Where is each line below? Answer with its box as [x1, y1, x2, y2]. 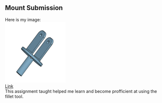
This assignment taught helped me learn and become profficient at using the [5, 88, 157, 94]
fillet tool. [5, 93, 24, 99]
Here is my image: [5, 16, 41, 22]
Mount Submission [5, 4, 63, 12]
